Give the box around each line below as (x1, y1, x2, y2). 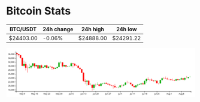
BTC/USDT (10, 26, 37, 33)
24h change (43, 26, 74, 33)
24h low (116, 26, 137, 33)
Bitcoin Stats (6, 4, 71, 18)
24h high (81, 26, 105, 33)
